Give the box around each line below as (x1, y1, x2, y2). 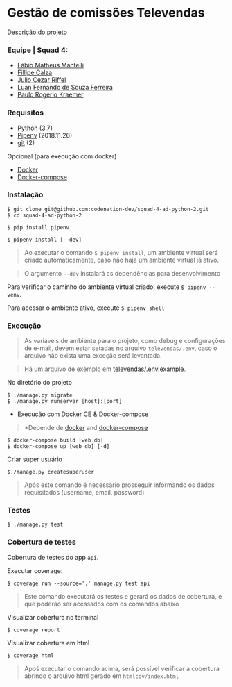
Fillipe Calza (17, 68, 53, 77)
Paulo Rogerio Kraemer (17, 90, 84, 99)
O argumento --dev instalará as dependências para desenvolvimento (24, 269, 221, 277)
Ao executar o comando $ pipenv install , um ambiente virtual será (24, 248, 218, 256)
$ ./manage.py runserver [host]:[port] (7, 398, 123, 405)
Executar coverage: (7, 566, 63, 574)
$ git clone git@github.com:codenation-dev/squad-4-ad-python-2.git (7, 206, 209, 213)
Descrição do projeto (7, 28, 68, 36)
